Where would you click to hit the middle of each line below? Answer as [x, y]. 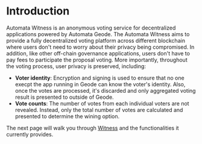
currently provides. [30, 134]
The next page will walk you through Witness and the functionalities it [93, 128]
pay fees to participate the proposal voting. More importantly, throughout [97, 60]
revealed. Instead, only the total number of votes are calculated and [99, 110]
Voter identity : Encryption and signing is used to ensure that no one [100, 78]
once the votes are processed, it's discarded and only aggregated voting [105, 90]
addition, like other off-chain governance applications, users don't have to [98, 53]
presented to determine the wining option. [67, 116]
